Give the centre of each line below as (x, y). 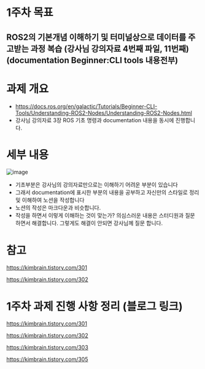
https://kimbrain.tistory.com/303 (48, 348)
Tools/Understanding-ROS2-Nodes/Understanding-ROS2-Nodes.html (103, 113)
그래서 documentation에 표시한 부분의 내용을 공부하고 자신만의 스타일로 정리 (107, 192)
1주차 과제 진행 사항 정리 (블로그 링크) (95, 306)
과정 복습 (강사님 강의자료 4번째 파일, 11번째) (110, 49)
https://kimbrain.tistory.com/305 (47, 359)
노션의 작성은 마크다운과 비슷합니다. (58, 208)
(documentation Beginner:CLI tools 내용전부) (92, 60)
